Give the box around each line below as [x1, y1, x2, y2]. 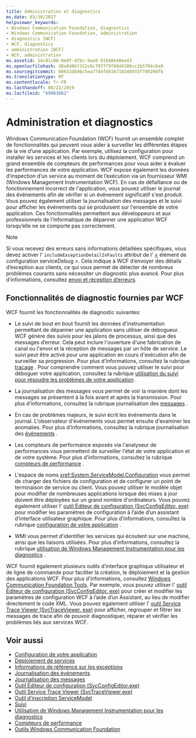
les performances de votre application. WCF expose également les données [6, 166, 190, 173]
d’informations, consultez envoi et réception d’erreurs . [6, 276, 137, 283]
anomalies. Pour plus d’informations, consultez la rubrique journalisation [14, 423, 189, 431]
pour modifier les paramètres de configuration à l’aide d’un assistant [14, 508, 180, 516]
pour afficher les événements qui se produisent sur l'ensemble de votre [6, 203, 178, 210]
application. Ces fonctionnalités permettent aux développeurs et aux [6, 209, 171, 217]
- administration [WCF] [6, 47, 64, 53]
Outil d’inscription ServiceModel [14, 695, 92, 702]
